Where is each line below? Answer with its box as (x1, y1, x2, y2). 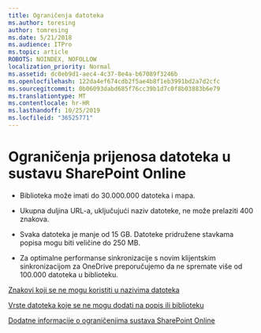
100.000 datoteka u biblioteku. (19, 269, 118, 279)
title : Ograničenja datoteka (8, 11, 104, 20)
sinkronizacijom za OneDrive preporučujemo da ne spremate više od (19, 261, 243, 271)
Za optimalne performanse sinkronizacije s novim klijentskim (19, 253, 216, 262)
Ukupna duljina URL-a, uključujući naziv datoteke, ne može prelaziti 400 (19, 205, 254, 215)
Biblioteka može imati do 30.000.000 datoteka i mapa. (19, 191, 196, 200)
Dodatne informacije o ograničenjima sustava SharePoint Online (8, 316, 215, 325)
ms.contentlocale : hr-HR (8, 99, 90, 107)
